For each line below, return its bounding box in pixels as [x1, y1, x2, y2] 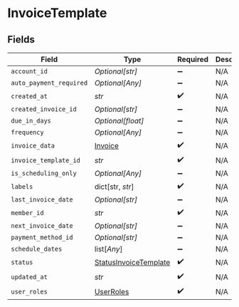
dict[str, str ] [94, 182, 134, 192]
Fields [7, 33, 36, 46]
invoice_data [11, 141, 55, 150]
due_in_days [11, 117, 52, 125]
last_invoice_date [11, 196, 73, 204]
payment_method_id [11, 234, 73, 241]
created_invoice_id [11, 105, 77, 113]
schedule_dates [11, 245, 63, 253]
